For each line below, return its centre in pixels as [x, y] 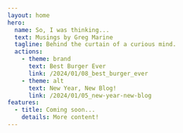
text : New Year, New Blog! [72, 88]
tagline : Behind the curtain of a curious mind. [95, 45]
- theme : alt [43, 81]
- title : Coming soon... [55, 110]
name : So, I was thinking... [62, 30]
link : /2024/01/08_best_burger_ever [88, 74]
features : [24, 102]
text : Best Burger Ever [67, 66]
